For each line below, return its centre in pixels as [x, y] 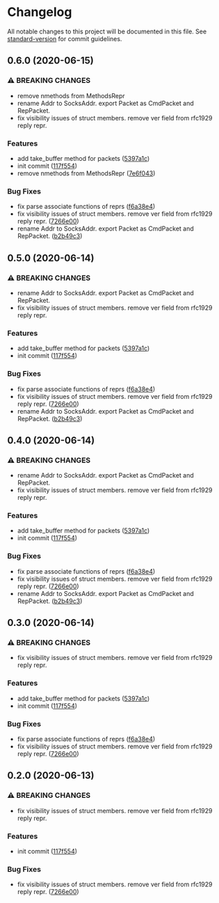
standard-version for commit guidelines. [65, 38]
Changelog [40, 12]
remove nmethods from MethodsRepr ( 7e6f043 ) [86, 173]
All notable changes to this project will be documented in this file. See [107, 31]
